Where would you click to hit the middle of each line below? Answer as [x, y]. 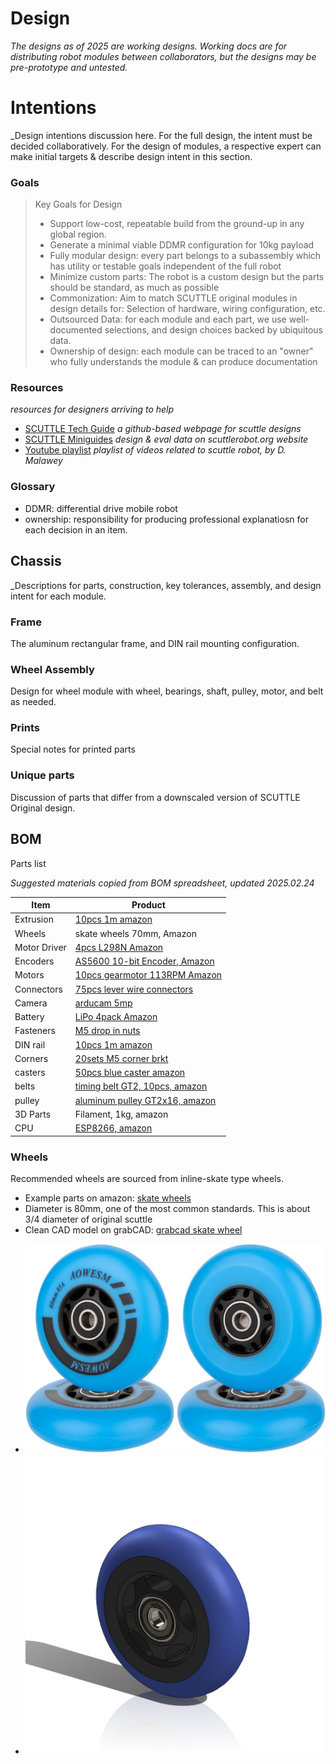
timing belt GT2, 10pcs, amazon [141, 1086]
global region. [78, 234]
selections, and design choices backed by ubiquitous [213, 330]
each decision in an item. [76, 529]
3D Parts [33, 1114]
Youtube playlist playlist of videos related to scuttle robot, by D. [155, 450]
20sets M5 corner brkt [121, 1058]
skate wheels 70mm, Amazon [135, 933]
